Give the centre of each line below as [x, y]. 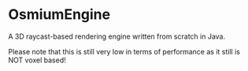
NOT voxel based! [37, 60]
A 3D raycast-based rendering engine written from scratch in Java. [117, 36]
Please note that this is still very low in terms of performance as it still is [124, 51]
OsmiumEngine [59, 15]
